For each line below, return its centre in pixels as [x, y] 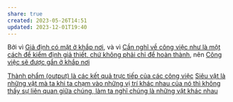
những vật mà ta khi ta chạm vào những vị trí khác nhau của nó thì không [114, 84]
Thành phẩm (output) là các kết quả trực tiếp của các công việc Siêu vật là [116, 76]
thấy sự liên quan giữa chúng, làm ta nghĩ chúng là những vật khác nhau [113, 91]
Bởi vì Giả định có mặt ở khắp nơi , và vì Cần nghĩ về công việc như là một [114, 47]
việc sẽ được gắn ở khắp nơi [49, 62]
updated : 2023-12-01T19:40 [47, 27]
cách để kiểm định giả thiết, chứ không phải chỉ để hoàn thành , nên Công [115, 55]
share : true [25, 14]
